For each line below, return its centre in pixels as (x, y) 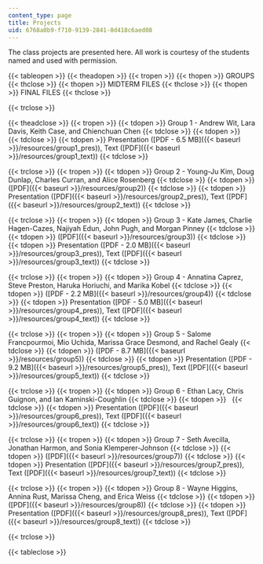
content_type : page (40, 15)
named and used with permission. (63, 60)
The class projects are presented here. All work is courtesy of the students (129, 53)
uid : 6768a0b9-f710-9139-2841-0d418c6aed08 (80, 30)
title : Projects (35, 23)
